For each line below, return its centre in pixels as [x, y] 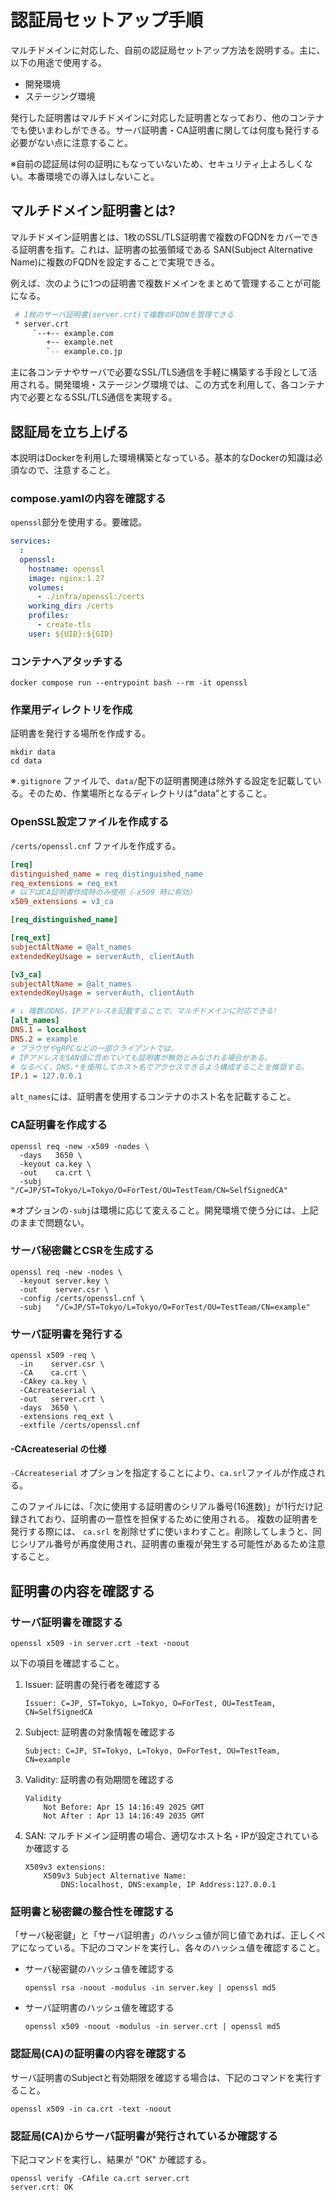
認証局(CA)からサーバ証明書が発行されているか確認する [144, 2136]
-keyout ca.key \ [55, 1164]
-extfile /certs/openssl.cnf [80, 1426]
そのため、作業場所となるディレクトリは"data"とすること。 [150, 793]
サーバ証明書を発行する [66, 1334]
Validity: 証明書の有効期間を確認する [99, 1780]
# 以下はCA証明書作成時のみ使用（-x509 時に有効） [103, 892]
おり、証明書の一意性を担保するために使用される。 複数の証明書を [181, 1519]
